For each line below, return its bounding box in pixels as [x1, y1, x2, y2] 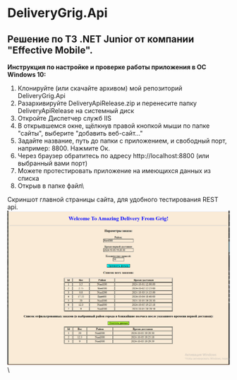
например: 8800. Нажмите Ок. [17, 144, 111, 153]
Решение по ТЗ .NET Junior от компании [7, 33, 195, 45]
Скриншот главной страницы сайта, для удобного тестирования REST [7, 196, 219, 203]
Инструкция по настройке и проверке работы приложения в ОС [7, 63, 207, 71]
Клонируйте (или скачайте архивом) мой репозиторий [17, 84, 183, 93]
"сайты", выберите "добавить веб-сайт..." [17, 129, 143, 137]
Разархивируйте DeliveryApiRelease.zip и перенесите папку [17, 99, 197, 107]
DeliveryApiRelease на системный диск [17, 107, 135, 114]
